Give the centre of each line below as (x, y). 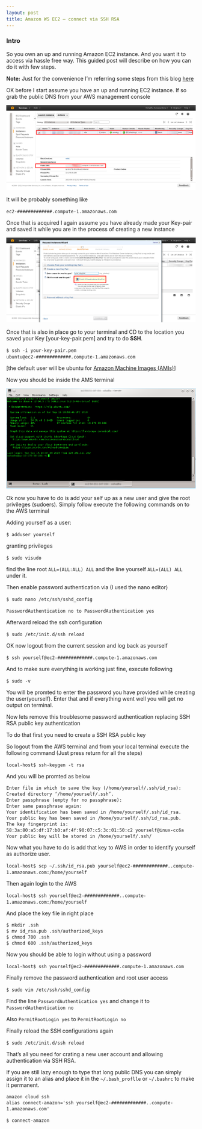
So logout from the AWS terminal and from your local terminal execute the (98, 746)
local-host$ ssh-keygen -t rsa (45, 765)
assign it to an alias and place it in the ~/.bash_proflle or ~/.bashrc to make (100, 1079)
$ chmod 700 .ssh (28, 937)
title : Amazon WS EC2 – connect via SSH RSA (63, 19)
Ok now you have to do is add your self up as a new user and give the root (98, 498)
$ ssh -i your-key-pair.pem (41, 350)
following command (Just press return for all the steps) (74, 753)
